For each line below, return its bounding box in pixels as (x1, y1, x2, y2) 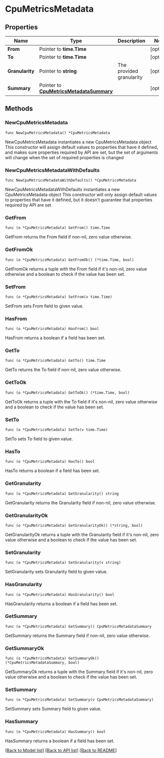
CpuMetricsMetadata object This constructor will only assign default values (5, 191, 157, 197)
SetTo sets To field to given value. (5, 436, 73, 442)
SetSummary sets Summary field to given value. (5, 706, 102, 712)
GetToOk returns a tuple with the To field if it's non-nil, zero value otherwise (5, 399, 158, 404)
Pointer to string (39, 68, 77, 74)
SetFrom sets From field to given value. (5, 303, 84, 309)
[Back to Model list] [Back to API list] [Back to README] (5, 747, 117, 753)
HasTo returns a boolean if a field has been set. (5, 468, 100, 474)
